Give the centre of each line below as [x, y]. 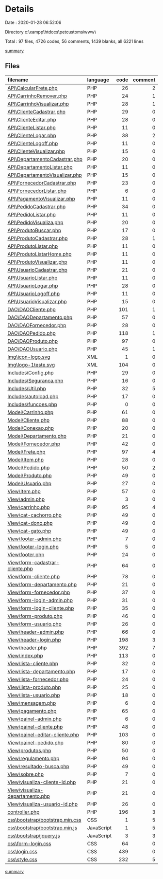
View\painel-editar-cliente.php [43, 734]
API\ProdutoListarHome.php [40, 254]
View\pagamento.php [32, 711]
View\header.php [27, 647]
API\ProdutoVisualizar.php [37, 262]
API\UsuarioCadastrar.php [37, 270]
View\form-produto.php [35, 616]
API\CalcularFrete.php [33, 88]
